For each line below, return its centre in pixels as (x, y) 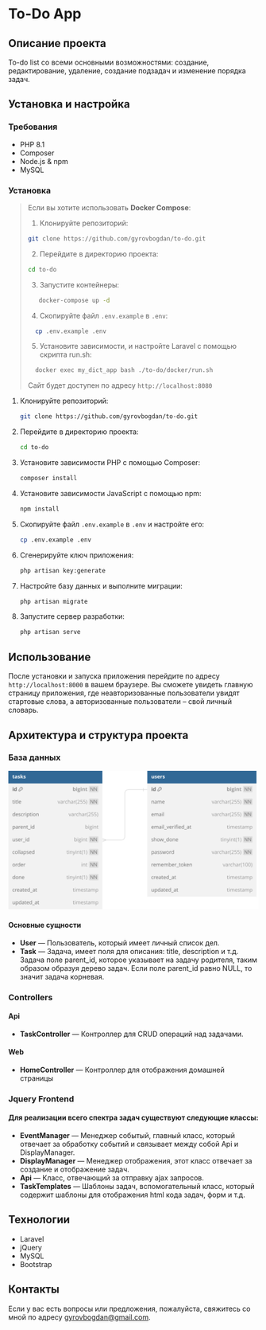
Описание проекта (57, 43)
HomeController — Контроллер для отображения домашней (122, 1070)
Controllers (31, 997)
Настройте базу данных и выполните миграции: (101, 585)
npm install (39, 509)
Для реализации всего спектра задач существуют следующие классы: (133, 1118)
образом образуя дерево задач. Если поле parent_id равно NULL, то (136, 968)
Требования (33, 127)
